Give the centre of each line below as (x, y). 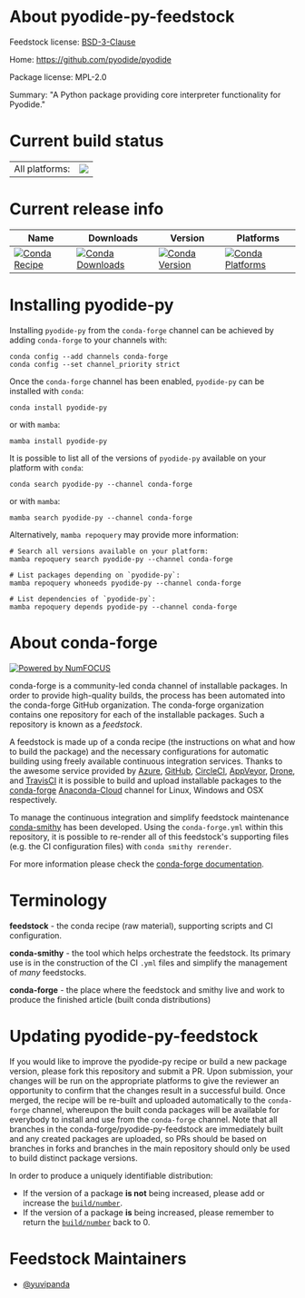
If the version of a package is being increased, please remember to (148, 1212)
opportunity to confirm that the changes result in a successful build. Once (148, 1090)
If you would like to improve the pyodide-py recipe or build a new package (148, 1061)
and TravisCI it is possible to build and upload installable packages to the (146, 780)
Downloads (113, 238)
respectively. (33, 799)
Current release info (87, 209)
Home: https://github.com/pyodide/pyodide (91, 59)
